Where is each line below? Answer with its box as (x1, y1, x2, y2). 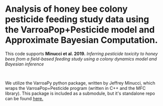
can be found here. (5, 95, 43, 101)
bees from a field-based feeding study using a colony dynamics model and (5, 56, 157, 62)
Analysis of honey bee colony (5, 3, 128, 15)
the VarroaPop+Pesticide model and (5, 24, 155, 35)
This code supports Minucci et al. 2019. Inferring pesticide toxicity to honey (5, 50, 158, 57)
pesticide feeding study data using (5, 14, 149, 25)
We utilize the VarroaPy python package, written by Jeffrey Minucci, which (5, 80, 155, 86)
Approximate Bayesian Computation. (5, 35, 158, 46)
